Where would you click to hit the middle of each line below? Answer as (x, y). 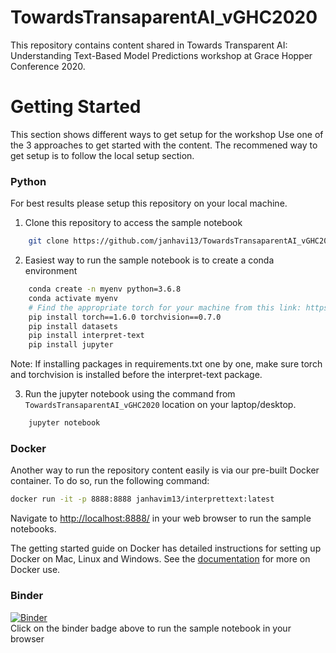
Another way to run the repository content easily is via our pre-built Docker (165, 470)
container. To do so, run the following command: (110, 481)
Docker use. (35, 570)
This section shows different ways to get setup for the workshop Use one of (167, 134)
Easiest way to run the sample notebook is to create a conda (149, 260)
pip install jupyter (71, 345)
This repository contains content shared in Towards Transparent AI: (149, 45)
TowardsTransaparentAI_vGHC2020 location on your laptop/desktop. (160, 405)
